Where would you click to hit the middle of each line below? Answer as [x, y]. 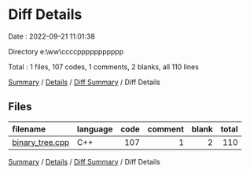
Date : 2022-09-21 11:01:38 [52, 36]
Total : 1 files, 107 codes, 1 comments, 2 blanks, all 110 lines [103, 67]
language [95, 129]
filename [29, 129]
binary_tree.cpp [41, 142]
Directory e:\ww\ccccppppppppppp [66, 51]
